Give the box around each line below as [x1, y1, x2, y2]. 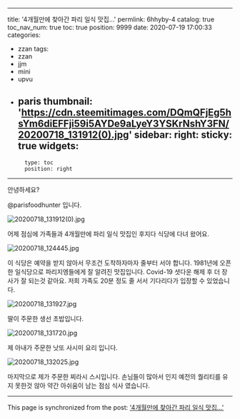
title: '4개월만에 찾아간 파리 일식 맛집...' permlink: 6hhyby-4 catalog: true [7, 15, 215, 24]
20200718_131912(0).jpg [17, 129, 129, 141]
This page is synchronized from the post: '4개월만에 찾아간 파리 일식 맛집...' [7, 403, 224, 411]
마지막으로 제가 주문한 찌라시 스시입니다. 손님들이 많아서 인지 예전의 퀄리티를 [7, 372, 221, 380]
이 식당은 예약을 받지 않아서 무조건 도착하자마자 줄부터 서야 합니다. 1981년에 [7, 258, 219, 267]
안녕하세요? [7, 185, 40, 193]
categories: [7, 31, 41, 39]
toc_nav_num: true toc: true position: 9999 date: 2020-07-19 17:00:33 [7, 23, 212, 31]
